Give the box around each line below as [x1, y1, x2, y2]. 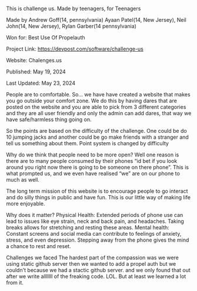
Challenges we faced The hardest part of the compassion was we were [6, 254, 179, 261]
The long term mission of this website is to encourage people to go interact [6, 188, 188, 195]
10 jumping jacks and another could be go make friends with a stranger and [6, 133, 189, 141]
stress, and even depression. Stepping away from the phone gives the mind [6, 236, 189, 243]
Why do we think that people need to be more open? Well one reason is [6, 151, 179, 158]
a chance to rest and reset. [6, 243, 72, 249]
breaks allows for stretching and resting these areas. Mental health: [6, 224, 169, 231]
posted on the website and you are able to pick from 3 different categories [6, 103, 186, 111]
